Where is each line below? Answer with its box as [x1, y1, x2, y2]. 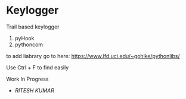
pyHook [14, 34, 35, 41]
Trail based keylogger [6, 23, 60, 30]
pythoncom [14, 41, 44, 48]
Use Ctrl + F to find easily [6, 63, 69, 71]
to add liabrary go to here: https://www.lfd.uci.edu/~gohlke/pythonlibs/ [6, 52, 180, 59]
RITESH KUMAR [14, 87, 55, 94]
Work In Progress [6, 75, 49, 82]
